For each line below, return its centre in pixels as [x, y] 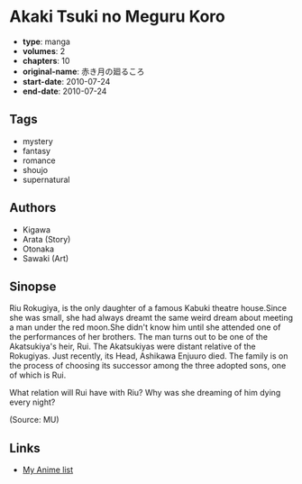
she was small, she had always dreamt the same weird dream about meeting [151, 318]
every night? [32, 402]
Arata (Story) [46, 239]
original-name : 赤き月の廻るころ [83, 71]
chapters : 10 [46, 60]
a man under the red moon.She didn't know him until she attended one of [145, 327]
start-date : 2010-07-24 [66, 81]
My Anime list [48, 470]
